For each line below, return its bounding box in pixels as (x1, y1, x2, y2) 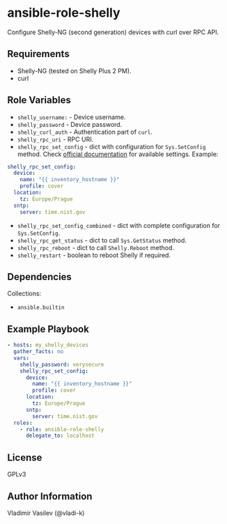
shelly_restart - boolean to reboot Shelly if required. (17, 251, 171, 259)
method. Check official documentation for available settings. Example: (17, 150, 219, 158)
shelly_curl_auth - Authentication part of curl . (17, 128, 153, 136)
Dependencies (7, 270, 72, 283)
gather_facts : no (13, 348, 64, 355)
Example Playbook (7, 323, 89, 335)
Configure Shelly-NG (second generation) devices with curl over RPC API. (7, 28, 219, 36)
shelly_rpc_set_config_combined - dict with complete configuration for (17, 221, 221, 229)
